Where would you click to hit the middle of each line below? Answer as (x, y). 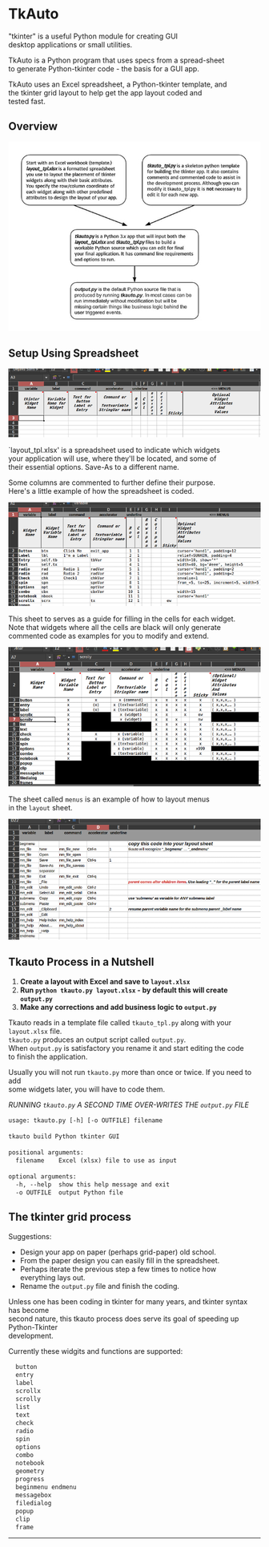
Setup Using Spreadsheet (74, 353)
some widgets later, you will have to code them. (87, 1089)
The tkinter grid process (70, 1217)
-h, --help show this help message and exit (93, 1184)
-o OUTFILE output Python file (70, 1192)
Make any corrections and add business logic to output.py (118, 1007)
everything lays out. (52, 1277)
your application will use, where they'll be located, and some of (112, 458)
